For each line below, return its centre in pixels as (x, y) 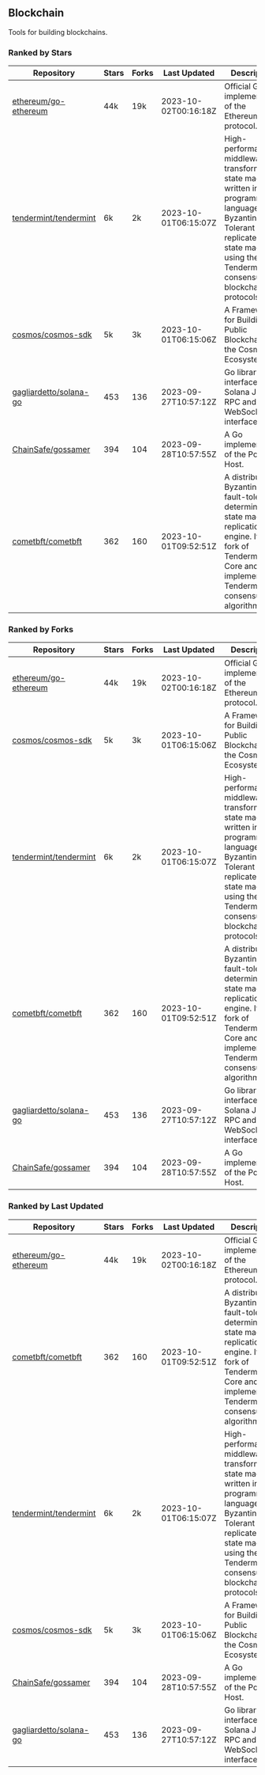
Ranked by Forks (41, 630)
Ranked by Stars (40, 52)
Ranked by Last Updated (56, 1206)
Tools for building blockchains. (58, 32)
